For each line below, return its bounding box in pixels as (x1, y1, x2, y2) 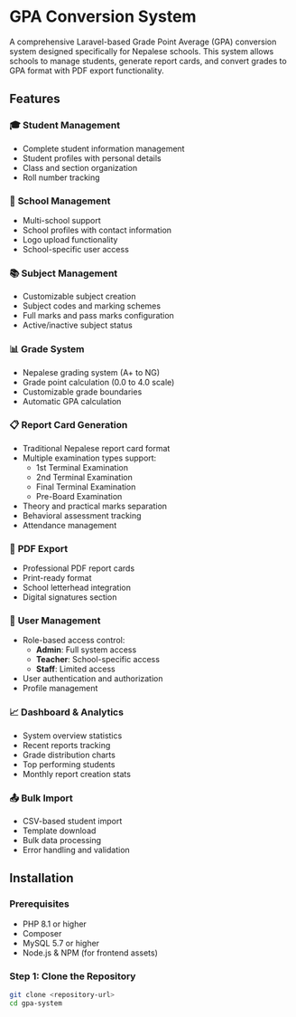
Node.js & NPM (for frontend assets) (22, 947, 158, 958)
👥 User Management (9, 614, 101, 627)
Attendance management (22, 519, 117, 530)
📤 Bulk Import (9, 792, 74, 804)
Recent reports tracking (22, 739, 111, 750)
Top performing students (22, 758, 116, 770)
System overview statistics (22, 730, 123, 741)
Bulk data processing (22, 835, 102, 845)
